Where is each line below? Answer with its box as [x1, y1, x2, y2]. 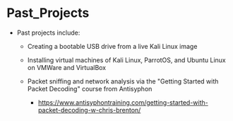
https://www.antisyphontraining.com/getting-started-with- [37, 98, 209, 107]
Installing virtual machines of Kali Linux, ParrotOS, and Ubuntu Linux [27, 55, 227, 64]
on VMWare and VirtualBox [27, 63, 107, 71]
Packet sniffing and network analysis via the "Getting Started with [27, 76, 219, 86]
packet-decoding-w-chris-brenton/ [37, 105, 141, 114]
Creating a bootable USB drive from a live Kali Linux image [27, 42, 198, 50]
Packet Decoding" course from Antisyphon [27, 84, 153, 93]
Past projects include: [16, 28, 80, 37]
